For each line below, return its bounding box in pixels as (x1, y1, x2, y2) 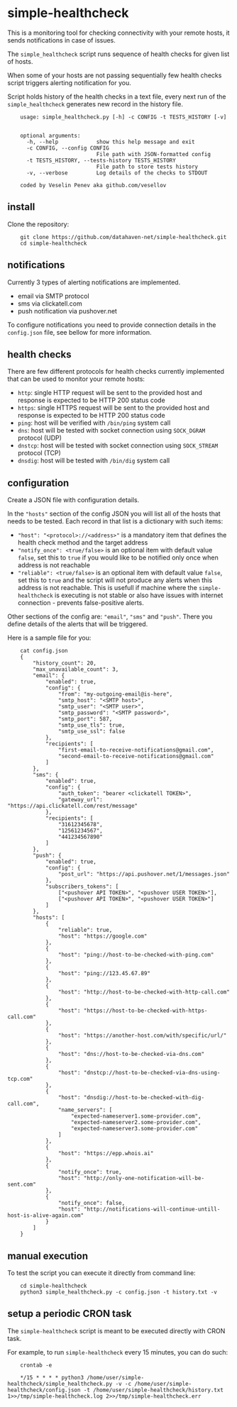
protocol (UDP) (17, 434, 62, 443)
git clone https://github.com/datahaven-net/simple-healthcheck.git (20, 233, 227, 240)
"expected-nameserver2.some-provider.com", (70, 1119, 202, 1126)
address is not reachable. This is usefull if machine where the (17, 584, 197, 592)
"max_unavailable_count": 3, (33, 666, 119, 673)
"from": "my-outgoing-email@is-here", (57, 691, 173, 698)
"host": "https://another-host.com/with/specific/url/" (57, 1032, 227, 1040)
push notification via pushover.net (17, 306, 117, 315)
